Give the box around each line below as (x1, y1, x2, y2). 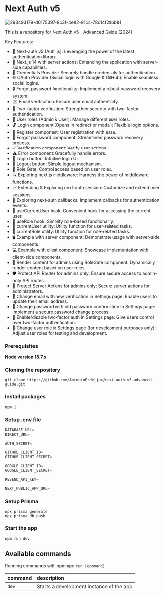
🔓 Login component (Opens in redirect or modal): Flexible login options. (12, 122, 160, 128)
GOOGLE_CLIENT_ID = (5, 463, 43, 468)
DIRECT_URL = (5, 432, 30, 437)
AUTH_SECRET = (5, 441, 32, 446)
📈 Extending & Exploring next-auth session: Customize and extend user (12, 184, 160, 190)
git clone (5, 377, 26, 382)
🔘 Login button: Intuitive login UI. (12, 155, 79, 161)
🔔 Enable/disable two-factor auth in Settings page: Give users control (12, 314, 154, 320)
